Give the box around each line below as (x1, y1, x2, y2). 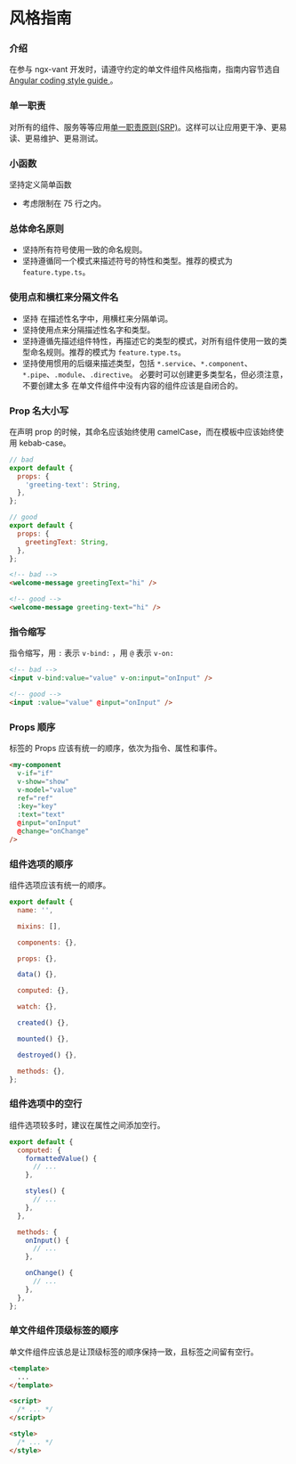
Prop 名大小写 (9, 405, 69, 417)
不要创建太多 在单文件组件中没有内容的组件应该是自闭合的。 (21, 380, 243, 390)
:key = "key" (17, 802, 58, 811)
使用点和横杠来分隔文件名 (9, 291, 119, 304)
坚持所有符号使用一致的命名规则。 (21, 244, 148, 255)
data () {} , (17, 970, 58, 979)
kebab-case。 (19, 438, 71, 448)
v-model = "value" (17, 785, 77, 794)
